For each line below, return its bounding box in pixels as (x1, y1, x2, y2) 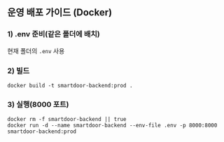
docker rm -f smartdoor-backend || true (7, 116, 127, 123)
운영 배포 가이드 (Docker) (7, 6, 113, 19)
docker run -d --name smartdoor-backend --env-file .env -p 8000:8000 (7, 122, 218, 129)
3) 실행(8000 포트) (7, 99, 69, 109)
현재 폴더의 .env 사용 (7, 46, 65, 55)
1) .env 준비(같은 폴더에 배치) (7, 29, 100, 39)
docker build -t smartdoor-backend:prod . (7, 82, 133, 89)
